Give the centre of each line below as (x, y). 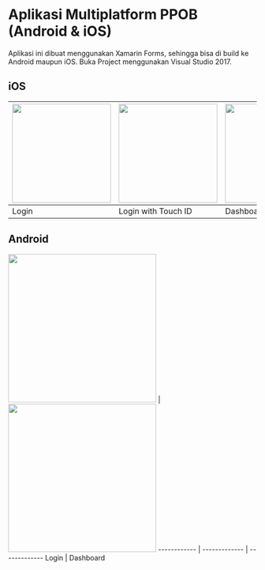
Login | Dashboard (75, 557)
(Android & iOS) (60, 31)
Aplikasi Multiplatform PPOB (103, 15)
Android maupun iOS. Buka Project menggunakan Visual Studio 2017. (120, 62)
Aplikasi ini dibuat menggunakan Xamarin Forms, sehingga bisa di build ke (129, 53)
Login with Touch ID (155, 211)
